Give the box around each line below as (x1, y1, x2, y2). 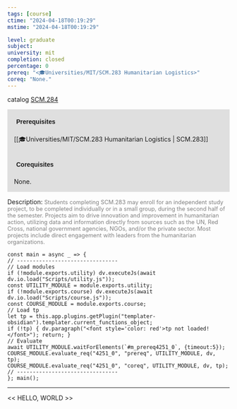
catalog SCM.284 (7, 95, 59, 103)
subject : (7, 43, 33, 50)
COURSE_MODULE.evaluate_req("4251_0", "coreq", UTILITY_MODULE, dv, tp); (7, 362, 229, 369)
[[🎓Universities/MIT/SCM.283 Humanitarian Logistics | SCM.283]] (13, 135, 209, 143)
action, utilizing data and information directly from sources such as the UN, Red (7, 218, 219, 226)
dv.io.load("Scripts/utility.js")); (7, 275, 115, 283)
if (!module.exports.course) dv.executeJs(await (7, 288, 153, 295)
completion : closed (7, 56, 65, 64)
